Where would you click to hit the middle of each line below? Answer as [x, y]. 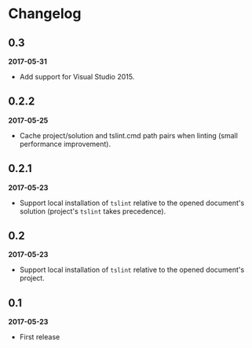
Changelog [45, 14]
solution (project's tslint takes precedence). [93, 211]
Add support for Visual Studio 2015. [77, 77]
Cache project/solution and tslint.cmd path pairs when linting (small [128, 135]
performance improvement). [65, 144]
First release [40, 337]
